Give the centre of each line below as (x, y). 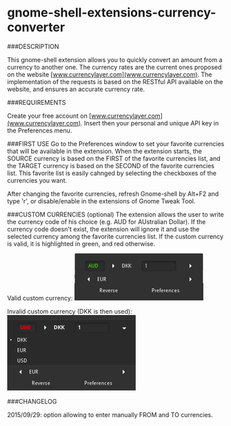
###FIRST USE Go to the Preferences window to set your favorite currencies (116, 143)
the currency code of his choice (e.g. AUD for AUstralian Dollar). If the (107, 221)
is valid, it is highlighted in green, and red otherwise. (81, 243)
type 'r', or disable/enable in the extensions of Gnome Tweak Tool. (101, 201)
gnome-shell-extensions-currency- (112, 13)
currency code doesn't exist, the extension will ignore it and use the (103, 229)
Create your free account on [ (49, 116)
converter (36, 27)
